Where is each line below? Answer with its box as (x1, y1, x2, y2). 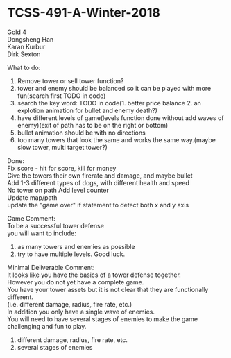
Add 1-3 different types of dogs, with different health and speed (7, 178, 189, 187)
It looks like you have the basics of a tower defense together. (7, 271, 182, 279)
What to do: (7, 63, 41, 71)
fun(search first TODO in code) (17, 92, 106, 100)
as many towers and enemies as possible (17, 242, 135, 250)
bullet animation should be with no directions (17, 128, 146, 137)
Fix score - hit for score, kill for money (7, 164, 117, 172)
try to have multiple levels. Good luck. (17, 250, 126, 258)
